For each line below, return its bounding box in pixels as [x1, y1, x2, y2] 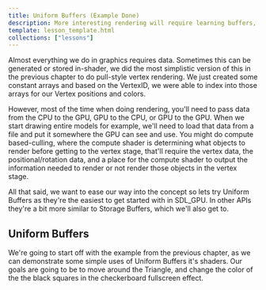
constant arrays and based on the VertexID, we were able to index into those [8, 81, 257, 90]
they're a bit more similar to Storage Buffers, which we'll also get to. [8, 204, 230, 214]
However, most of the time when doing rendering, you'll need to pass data [8, 105, 250, 114]
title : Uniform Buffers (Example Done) [8, 11, 140, 20]
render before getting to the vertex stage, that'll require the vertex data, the [8, 147, 253, 156]
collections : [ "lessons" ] [8, 33, 93, 42]
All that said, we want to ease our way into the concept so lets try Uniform [8, 187, 249, 197]
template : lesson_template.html [8, 26, 115, 34]
